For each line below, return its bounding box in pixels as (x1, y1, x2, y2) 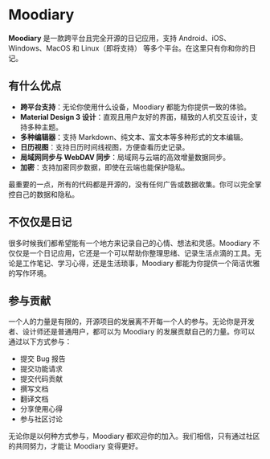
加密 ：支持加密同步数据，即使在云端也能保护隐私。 (19, 162, 190, 172)
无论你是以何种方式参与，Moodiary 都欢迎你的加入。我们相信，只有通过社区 (8, 432, 260, 441)
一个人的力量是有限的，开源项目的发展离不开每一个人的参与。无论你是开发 (8, 317, 255, 326)
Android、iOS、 (178, 33, 231, 43)
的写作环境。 (8, 268, 51, 278)
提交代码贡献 (19, 374, 63, 383)
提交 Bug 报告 (19, 354, 66, 363)
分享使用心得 (19, 404, 63, 414)
